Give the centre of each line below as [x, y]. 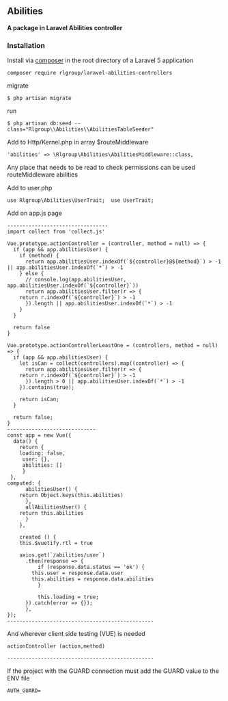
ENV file [18, 678]
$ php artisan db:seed [39, 124]
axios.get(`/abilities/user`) [62, 555]
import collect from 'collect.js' [56, 232]
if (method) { [39, 256]
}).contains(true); [47, 387]
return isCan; [39, 400]
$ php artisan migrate [39, 99]
